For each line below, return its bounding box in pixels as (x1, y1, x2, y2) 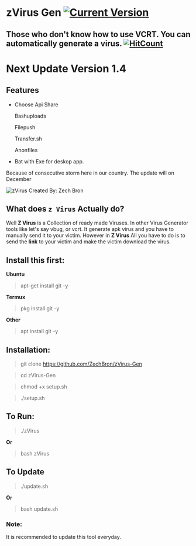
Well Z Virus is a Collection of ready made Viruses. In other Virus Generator (6, 219, 188, 226)
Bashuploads (14, 112, 47, 119)
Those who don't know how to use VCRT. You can (6, 29, 191, 39)
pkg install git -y (20, 305, 60, 312)
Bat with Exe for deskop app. (14, 158, 84, 165)
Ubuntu (6, 271, 25, 278)
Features (6, 85, 39, 95)
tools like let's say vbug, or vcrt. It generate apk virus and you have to (6, 226, 174, 233)
